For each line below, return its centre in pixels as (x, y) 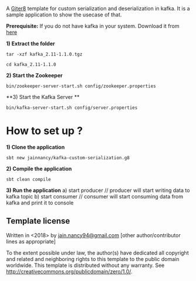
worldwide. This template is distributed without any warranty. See (85, 265)
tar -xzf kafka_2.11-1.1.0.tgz (44, 54)
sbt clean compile (28, 179)
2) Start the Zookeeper (34, 75)
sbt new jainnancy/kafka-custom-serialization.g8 (68, 157)
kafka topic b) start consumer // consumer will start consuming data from (95, 196)
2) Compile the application (39, 169)
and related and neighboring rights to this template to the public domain (93, 259)
